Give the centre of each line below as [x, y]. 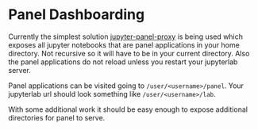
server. [20, 70]
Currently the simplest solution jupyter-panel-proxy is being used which [126, 36]
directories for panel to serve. [57, 117]
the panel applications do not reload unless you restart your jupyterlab [123, 62]
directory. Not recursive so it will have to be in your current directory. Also [129, 53]
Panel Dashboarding [77, 15]
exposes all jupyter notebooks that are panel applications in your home [124, 44]
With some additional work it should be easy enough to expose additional [128, 109]
